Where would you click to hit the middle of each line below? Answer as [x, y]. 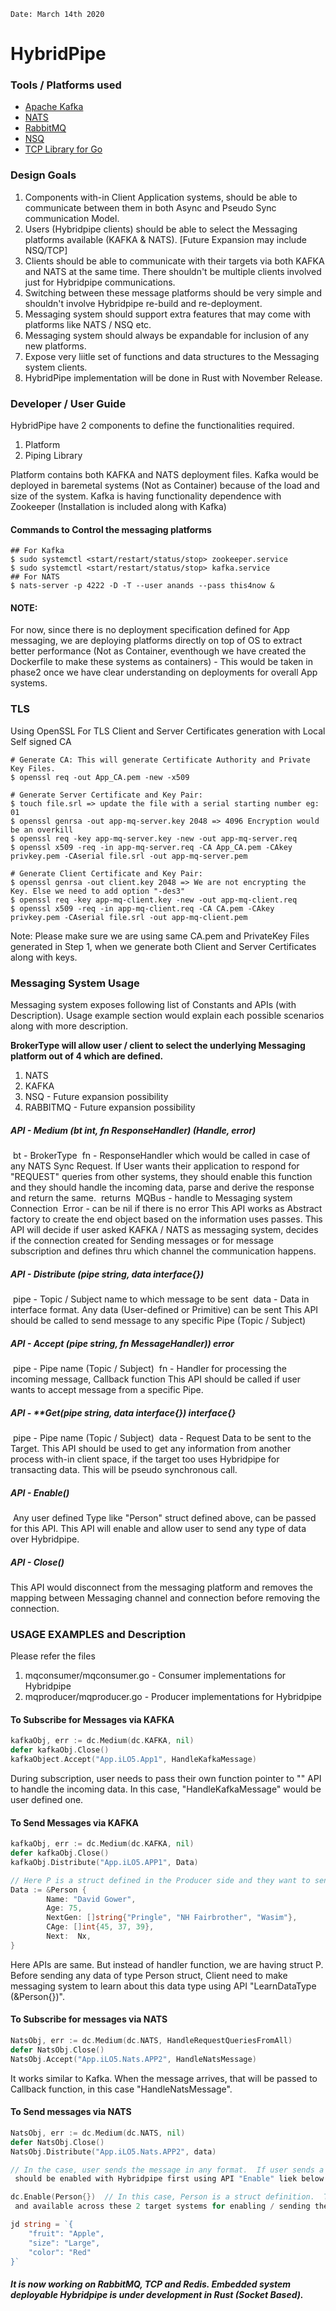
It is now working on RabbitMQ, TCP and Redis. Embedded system [151, 2284]
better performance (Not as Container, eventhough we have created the [158, 651]
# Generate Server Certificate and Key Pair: [106, 795]
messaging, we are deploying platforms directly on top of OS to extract [156, 641]
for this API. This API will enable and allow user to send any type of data [158, 1528]
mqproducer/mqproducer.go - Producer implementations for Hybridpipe [173, 1697]
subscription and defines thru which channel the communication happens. [163, 1251]
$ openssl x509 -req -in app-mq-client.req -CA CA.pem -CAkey [142, 908]
